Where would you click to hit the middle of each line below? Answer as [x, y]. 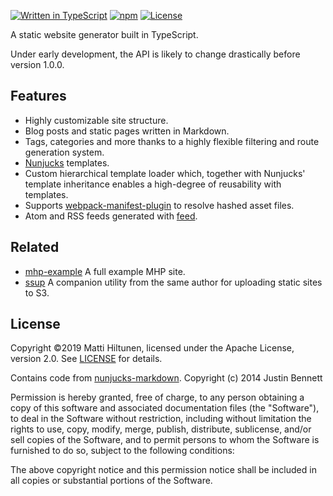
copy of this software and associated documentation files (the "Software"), [165, 408]
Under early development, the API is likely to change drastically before [155, 54]
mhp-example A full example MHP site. [105, 271]
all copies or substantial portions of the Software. [111, 481]
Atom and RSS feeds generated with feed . [111, 216]
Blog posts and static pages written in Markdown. [127, 131]
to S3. [37, 292]
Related [35, 247]
